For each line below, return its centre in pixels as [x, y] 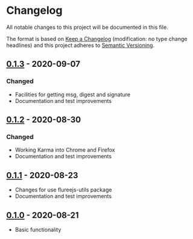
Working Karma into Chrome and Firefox [65, 150]
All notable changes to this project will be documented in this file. [87, 27]
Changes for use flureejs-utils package [63, 190]
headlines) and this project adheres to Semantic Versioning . [81, 45]
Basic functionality [38, 229]
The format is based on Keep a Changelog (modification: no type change [97, 39]
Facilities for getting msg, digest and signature [73, 95]
